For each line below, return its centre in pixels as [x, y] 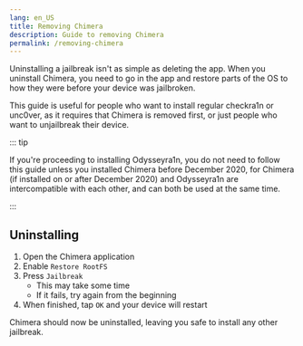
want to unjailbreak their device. [69, 125]
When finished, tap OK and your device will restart [115, 305]
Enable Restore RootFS [65, 266]
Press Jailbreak [53, 276]
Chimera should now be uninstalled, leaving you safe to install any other [144, 322]
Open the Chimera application [78, 257]
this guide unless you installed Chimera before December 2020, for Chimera [152, 169]
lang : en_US [32, 18]
